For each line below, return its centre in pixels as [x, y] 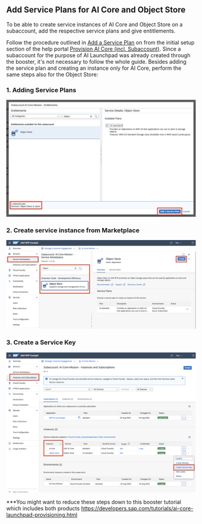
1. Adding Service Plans [41, 90]
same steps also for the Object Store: [52, 74]
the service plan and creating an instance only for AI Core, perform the [94, 68]
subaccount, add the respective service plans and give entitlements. [91, 31]
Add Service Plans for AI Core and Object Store [96, 10]
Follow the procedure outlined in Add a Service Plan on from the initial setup [100, 42]
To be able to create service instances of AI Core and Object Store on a [95, 24]
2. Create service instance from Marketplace [73, 230]
